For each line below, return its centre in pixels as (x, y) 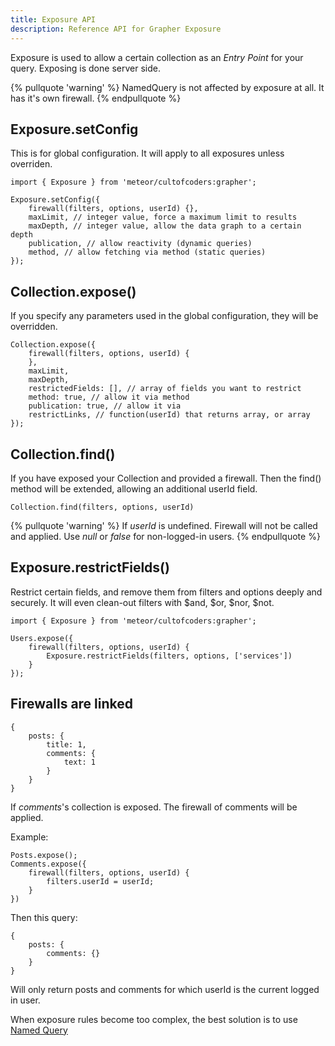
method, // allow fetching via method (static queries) (147, 252)
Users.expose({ (42, 638)
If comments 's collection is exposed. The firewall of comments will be (154, 807)
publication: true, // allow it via (105, 406)
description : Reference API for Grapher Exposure (116, 29)
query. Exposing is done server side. (85, 68)
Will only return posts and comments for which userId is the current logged (165, 989)
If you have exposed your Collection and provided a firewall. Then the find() (166, 478)
